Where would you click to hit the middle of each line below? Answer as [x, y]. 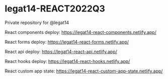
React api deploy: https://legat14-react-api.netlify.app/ [61, 51]
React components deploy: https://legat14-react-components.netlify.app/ [80, 32]
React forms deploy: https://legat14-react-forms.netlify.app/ [67, 42]
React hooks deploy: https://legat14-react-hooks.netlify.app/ [67, 61]
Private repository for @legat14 [37, 22]
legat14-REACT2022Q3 [55, 9]
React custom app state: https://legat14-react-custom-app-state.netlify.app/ [84, 71]
